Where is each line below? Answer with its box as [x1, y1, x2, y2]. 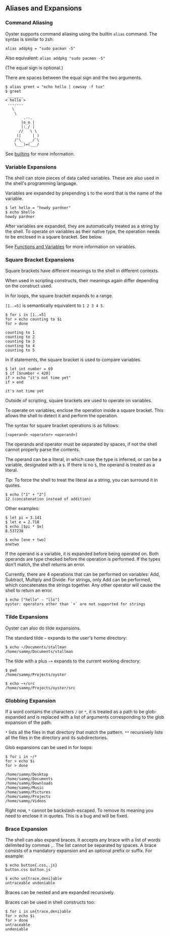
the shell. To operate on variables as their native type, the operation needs [5, 228, 160, 235]
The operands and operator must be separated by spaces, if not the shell [5, 441, 157, 447]
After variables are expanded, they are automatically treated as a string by [5, 223, 159, 229]
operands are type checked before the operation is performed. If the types [5, 556, 160, 562]
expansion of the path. [5, 719, 52, 725]
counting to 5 [5, 348, 35, 353]
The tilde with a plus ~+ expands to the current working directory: [5, 658, 141, 664]
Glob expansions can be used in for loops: [5, 744, 93, 750]
